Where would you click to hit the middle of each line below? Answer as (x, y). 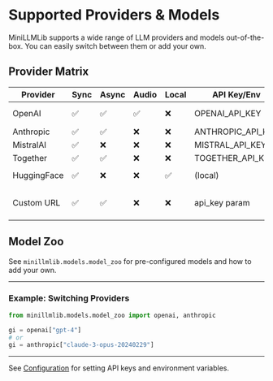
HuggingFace (38, 175)
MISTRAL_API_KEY (230, 145)
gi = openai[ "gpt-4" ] (45, 330)
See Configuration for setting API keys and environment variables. (119, 368)
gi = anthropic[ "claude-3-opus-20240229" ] (81, 345)
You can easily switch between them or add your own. (116, 45)
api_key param (222, 202)
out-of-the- (245, 37)
